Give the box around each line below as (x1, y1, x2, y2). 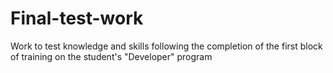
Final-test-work (10, 7, 144, 30)
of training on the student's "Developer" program (10, 50, 213, 62)
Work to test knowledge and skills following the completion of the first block (10, 40, 323, 52)
